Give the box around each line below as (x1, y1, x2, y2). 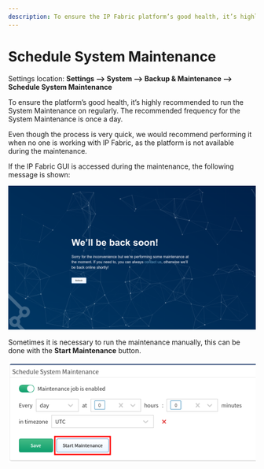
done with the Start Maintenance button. (8, 345, 141, 355)
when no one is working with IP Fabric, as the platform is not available (8, 138, 234, 147)
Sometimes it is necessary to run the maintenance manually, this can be (8, 337, 241, 347)
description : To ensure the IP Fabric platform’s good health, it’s (8, 13, 237, 20)
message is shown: (8, 169, 71, 179)
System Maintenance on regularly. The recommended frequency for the (8, 106, 241, 115)
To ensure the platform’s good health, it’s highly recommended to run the (8, 97, 244, 106)
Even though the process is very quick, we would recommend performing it (8, 129, 252, 139)
